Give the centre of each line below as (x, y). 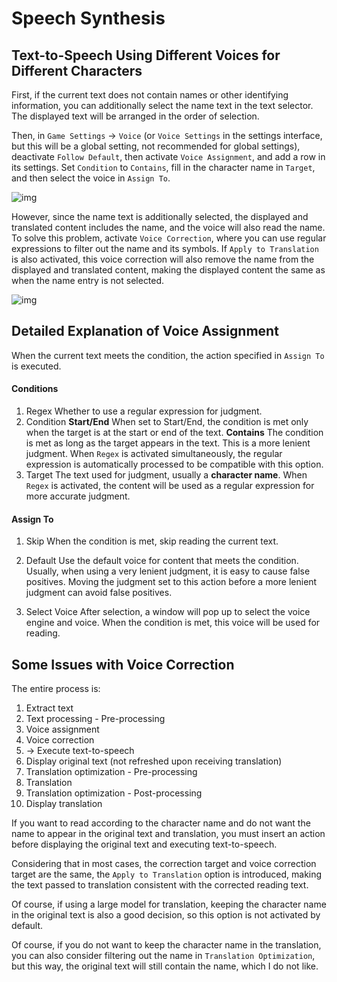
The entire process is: (56, 689)
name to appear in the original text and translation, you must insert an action (168, 834)
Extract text (49, 708)
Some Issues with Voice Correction (123, 664)
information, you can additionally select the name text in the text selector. (162, 105)
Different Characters (77, 70)
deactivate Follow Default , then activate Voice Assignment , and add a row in (168, 156)
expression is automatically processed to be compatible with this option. (174, 464)
